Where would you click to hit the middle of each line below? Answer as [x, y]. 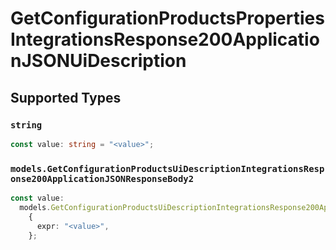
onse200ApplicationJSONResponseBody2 [102, 178]
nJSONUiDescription [98, 61]
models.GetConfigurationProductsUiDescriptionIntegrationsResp [167, 168]
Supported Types [66, 97]
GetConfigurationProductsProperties [167, 18]
